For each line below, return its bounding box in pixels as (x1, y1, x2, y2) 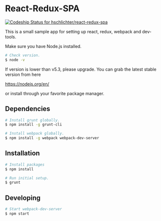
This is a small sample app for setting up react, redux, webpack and (5, 28, 141, 34)
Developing (5, 194, 40, 202)
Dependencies (5, 105, 50, 113)
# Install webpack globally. (5, 131, 64, 136)
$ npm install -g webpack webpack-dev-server (5, 136, 99, 141)
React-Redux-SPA (5, 3, 80, 14)
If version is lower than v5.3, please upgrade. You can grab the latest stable (5, 66, 157, 72)
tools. (5, 34, 17, 40)
